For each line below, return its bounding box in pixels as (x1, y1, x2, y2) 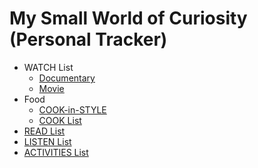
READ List (23, 125, 66, 137)
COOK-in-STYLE (38, 103, 107, 116)
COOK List (38, 114, 82, 126)
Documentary (38, 72, 96, 84)
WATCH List (23, 61, 74, 73)
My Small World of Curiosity (9, 7, 248, 30)
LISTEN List (23, 135, 72, 147)
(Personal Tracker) (9, 28, 168, 51)
